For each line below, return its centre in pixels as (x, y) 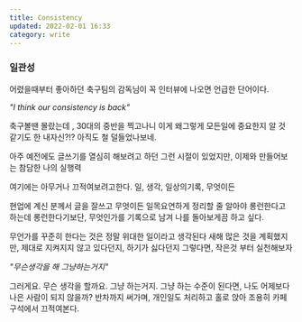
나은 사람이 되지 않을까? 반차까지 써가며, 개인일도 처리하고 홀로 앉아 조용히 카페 (148, 297)
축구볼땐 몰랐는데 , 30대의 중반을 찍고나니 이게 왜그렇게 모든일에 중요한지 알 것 (147, 125)
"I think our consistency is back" (70, 107)
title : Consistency (46, 18)
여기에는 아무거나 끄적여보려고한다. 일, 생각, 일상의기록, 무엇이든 (123, 187)
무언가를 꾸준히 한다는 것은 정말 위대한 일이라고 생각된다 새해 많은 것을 (133, 236)
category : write (40, 34)
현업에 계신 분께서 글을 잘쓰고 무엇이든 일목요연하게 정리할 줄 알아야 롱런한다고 (148, 206)
